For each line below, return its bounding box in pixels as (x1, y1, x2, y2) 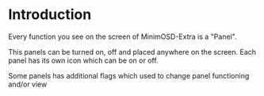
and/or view (8, 79, 48, 89)
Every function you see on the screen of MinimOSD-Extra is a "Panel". (8, 32, 237, 41)
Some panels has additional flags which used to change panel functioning (8, 71, 250, 80)
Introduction (8, 6, 92, 24)
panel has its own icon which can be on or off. (8, 56, 159, 65)
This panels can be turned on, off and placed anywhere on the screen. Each (8, 47, 256, 56)
